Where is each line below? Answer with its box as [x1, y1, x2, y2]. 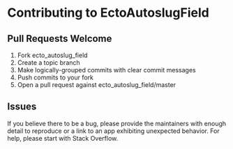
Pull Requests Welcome [7, 33, 112, 45]
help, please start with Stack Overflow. [7, 134, 119, 142]
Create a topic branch [17, 58, 80, 67]
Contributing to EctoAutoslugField [7, 5, 209, 21]
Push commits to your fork [17, 73, 94, 81]
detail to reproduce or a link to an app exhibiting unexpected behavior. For [7, 127, 220, 135]
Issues [7, 101, 37, 113]
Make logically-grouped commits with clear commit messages [17, 66, 197, 74]
